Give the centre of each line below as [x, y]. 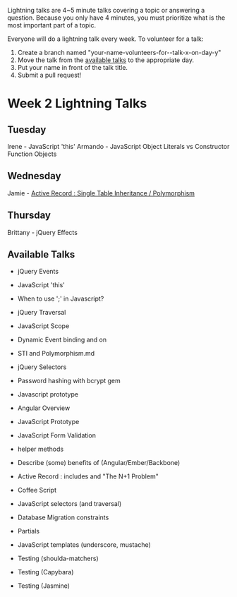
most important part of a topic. [52, 25]
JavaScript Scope [43, 326]
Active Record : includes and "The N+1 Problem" [88, 476]
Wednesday [34, 176]
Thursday [29, 216]
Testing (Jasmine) [44, 586]
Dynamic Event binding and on [62, 340]
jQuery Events [38, 272]
